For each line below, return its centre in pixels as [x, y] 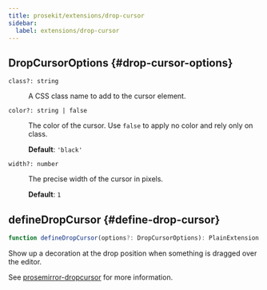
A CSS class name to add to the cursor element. [107, 96]
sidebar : [23, 23]
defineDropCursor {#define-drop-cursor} [114, 219]
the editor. [25, 261]
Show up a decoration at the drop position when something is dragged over [133, 253]
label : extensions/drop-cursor [68, 30]
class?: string [34, 81]
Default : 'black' [55, 149]
